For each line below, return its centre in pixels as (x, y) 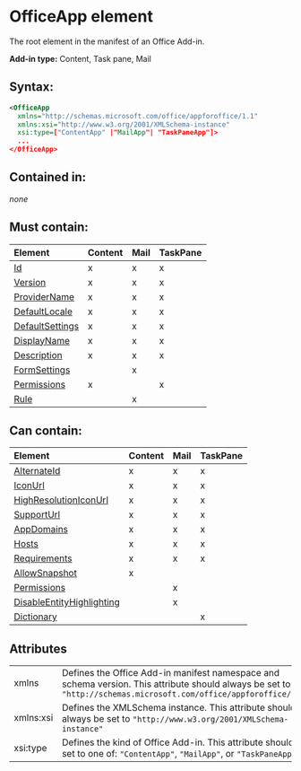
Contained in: (48, 177)
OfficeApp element (82, 17)
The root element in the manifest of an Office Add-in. (107, 41)
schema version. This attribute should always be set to (176, 684)
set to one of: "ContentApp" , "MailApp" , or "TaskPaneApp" (179, 754)
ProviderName (44, 296)
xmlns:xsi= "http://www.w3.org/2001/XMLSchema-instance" (124, 124)
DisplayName (42, 340)
